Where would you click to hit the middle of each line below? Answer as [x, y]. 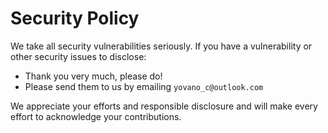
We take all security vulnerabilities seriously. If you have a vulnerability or [161, 46]
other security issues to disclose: [78, 56]
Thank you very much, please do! [93, 76]
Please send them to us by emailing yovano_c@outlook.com [144, 86]
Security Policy [75, 18]
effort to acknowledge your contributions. [96, 116]
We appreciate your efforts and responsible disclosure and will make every [164, 106]
